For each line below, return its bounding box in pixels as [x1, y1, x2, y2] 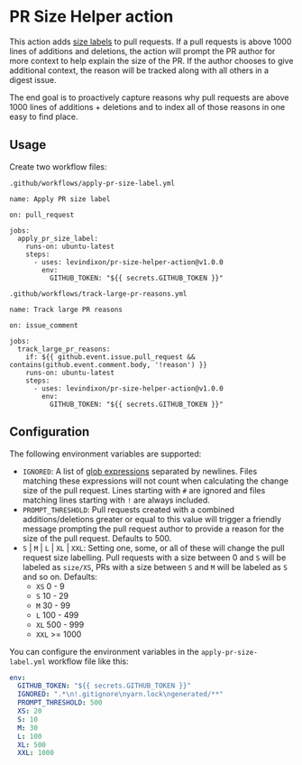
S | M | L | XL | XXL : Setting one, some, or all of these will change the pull [22, 542, 286, 553]
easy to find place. [9, 111, 78, 122]
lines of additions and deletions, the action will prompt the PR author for [9, 45, 276, 56]
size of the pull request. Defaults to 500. [22, 532, 172, 543]
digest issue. [9, 74, 57, 85]
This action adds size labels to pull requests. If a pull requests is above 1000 [9, 36, 292, 47]
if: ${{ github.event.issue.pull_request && [25, 352, 196, 362]
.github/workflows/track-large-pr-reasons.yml [9, 289, 188, 299]
